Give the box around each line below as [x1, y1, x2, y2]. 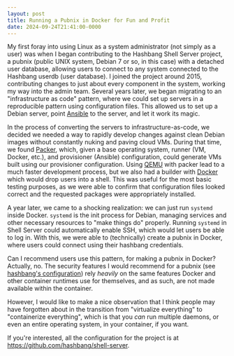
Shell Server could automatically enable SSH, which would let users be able [7, 226, 225, 235]
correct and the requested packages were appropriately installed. [7, 190, 196, 198]
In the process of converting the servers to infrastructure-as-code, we [7, 123, 210, 132]
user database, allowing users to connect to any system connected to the [7, 64, 219, 74]
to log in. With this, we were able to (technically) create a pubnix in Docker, [7, 233, 223, 242]
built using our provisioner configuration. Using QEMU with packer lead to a [7, 160, 225, 169]
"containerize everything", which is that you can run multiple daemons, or [7, 313, 219, 321]
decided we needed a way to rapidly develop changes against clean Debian [7, 130, 225, 139]
